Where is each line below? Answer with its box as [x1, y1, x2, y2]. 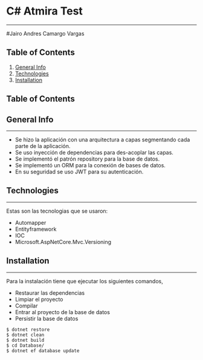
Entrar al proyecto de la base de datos [14, 308, 111, 315]
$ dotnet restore [6, 326, 50, 333]
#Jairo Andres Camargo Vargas [6, 30, 85, 37]
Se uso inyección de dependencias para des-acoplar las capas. [14, 149, 174, 156]
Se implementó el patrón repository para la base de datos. [14, 155, 160, 162]
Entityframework [14, 225, 57, 233]
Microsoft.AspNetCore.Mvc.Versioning [14, 238, 112, 245]
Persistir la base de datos [14, 315, 79, 322]
